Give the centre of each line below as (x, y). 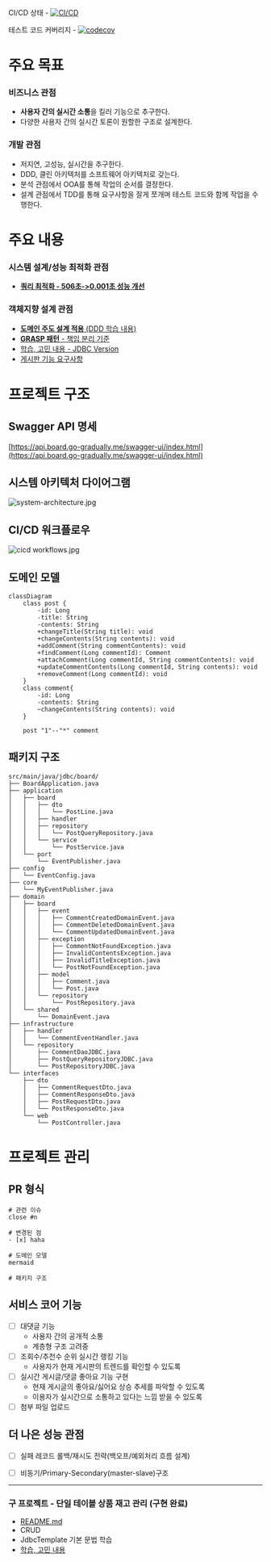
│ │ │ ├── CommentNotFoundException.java (90, 946)
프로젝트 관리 (49, 1157)
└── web (35, 1115)
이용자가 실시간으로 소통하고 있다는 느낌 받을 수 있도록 (117, 1396)
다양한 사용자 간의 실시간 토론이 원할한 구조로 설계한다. (106, 122)
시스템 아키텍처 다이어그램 (69, 483)
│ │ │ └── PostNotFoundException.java (84, 967)
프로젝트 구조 (49, 394)
